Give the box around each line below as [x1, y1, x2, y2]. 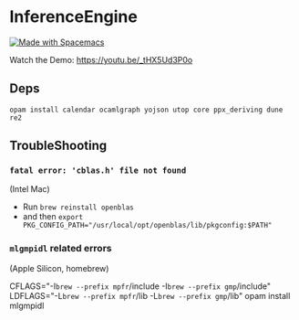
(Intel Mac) [9, 184, 50, 195]
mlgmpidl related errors [9, 242, 112, 255]
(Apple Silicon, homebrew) [9, 262, 109, 273]
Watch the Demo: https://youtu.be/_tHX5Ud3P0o [9, 54, 193, 65]
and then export [22, 211, 84, 222]
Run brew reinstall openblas [22, 201, 134, 212]
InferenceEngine [9, 6, 139, 27]
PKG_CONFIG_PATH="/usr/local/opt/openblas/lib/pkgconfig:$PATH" [22, 221, 273, 230]
